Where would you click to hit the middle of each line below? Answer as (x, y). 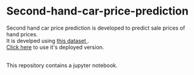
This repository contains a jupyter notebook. (62, 65)
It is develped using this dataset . (48, 41)
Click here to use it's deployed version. (55, 47)
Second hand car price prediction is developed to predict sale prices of (96, 28)
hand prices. (22, 34)
